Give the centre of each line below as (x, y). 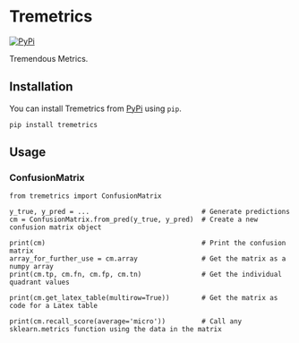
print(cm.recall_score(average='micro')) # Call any (126, 322)
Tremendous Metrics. (49, 58)
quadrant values (39, 283)
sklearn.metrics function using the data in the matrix (115, 330)
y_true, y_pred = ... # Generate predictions (150, 212)
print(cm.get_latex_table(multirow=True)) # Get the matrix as (144, 298)
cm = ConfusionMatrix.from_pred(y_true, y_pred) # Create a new (133, 220)
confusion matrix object (56, 227)
